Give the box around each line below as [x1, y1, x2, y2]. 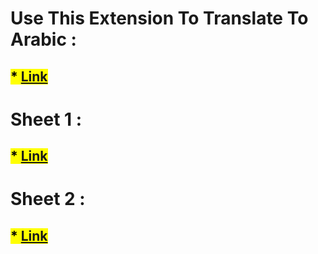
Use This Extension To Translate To [10, 7, 309, 30]
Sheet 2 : [10, 188, 86, 211]
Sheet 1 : [10, 108, 83, 131]
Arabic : [10, 28, 77, 51]
